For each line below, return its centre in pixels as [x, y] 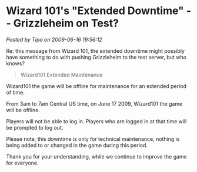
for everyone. [22, 163]
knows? [16, 63]
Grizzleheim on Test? [66, 23]
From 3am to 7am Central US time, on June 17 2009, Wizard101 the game [94, 103]
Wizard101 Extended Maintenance [61, 75]
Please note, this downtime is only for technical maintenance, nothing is [93, 139]
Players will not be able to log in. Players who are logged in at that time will [96, 121]
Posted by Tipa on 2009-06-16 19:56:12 [54, 39]
